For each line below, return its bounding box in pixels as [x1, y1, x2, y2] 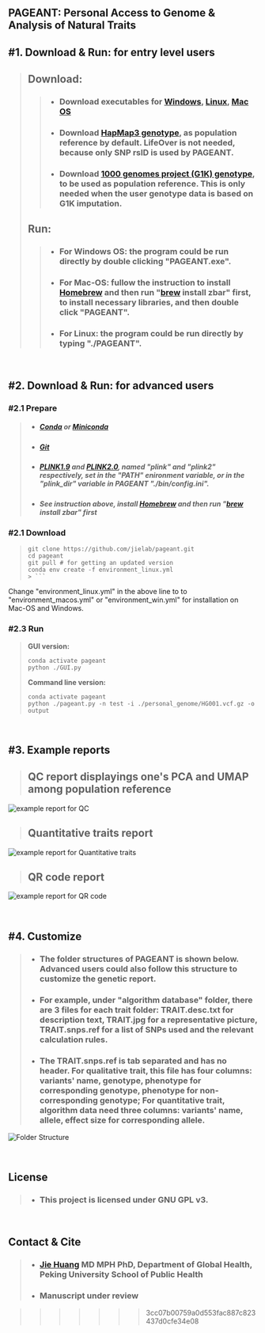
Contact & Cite [8, 1235, 81, 1248]
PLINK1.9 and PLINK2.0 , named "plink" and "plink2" [39, 462, 216, 471]
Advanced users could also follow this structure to [39, 963, 237, 974]
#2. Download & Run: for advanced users [8, 379, 214, 392]
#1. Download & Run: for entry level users [8, 45, 215, 59]
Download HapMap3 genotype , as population [59, 127, 237, 138]
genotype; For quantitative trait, [99, 1095, 225, 1106]
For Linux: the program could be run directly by [59, 328, 244, 339]
